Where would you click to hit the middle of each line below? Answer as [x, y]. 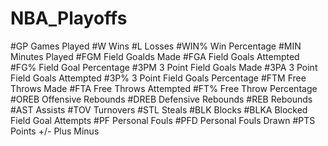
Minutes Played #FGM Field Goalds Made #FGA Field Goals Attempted [155, 56]
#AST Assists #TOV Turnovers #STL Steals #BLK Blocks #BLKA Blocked [159, 109]
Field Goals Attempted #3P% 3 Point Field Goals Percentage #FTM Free [158, 78]
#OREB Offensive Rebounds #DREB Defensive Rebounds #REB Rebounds [161, 99]
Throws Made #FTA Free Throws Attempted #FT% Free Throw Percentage [164, 88]
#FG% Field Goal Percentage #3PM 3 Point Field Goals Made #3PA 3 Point [164, 67]
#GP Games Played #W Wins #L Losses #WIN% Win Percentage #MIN [156, 46]
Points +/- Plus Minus [55, 131]
